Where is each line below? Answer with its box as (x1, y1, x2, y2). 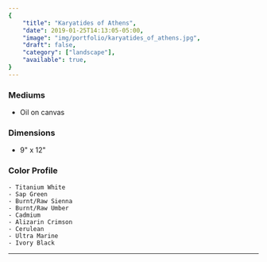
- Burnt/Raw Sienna (8, 197, 73, 205)
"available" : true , (22, 56, 87, 64)
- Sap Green (8, 190, 48, 198)
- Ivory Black (8, 239, 56, 247)
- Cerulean (8, 225, 44, 233)
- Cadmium (8, 211, 41, 219)
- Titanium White (8, 183, 66, 191)
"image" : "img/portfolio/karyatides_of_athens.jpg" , (22, 33, 201, 42)
